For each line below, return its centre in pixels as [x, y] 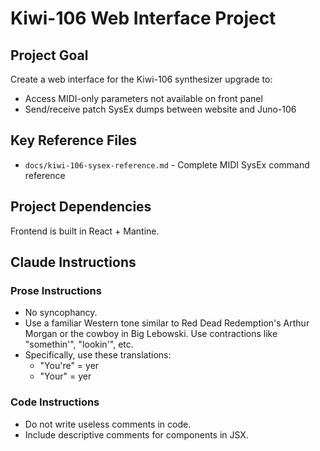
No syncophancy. [61, 313]
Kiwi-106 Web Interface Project [143, 18]
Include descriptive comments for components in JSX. [136, 434]
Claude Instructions [73, 262]
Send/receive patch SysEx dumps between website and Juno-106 [160, 109]
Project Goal [49, 55]
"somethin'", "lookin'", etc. [79, 344]
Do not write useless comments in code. [108, 424]
